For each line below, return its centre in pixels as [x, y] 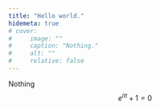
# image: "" [35, 38]
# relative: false [46, 61]
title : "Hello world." [46, 16]
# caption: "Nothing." [53, 46]
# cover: [23, 31]
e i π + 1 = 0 [135, 97]
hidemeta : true [34, 23]
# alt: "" [32, 53]
